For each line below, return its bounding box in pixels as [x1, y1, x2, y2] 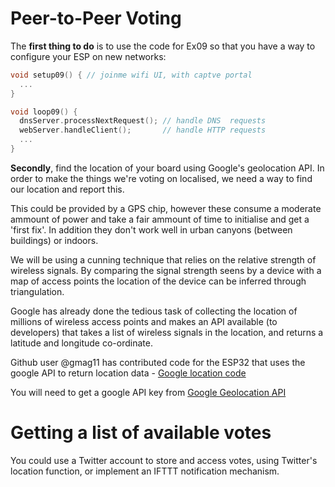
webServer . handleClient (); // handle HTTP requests [19, 125, 267, 136]
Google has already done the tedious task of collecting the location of [10, 305, 298, 317]
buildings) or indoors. [10, 234, 99, 246]
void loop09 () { [10, 107, 78, 117]
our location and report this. [10, 183, 125, 195]
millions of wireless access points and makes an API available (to [10, 315, 278, 327]
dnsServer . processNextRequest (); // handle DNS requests [19, 116, 267, 126]
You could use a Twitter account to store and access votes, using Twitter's [10, 454, 318, 466]
